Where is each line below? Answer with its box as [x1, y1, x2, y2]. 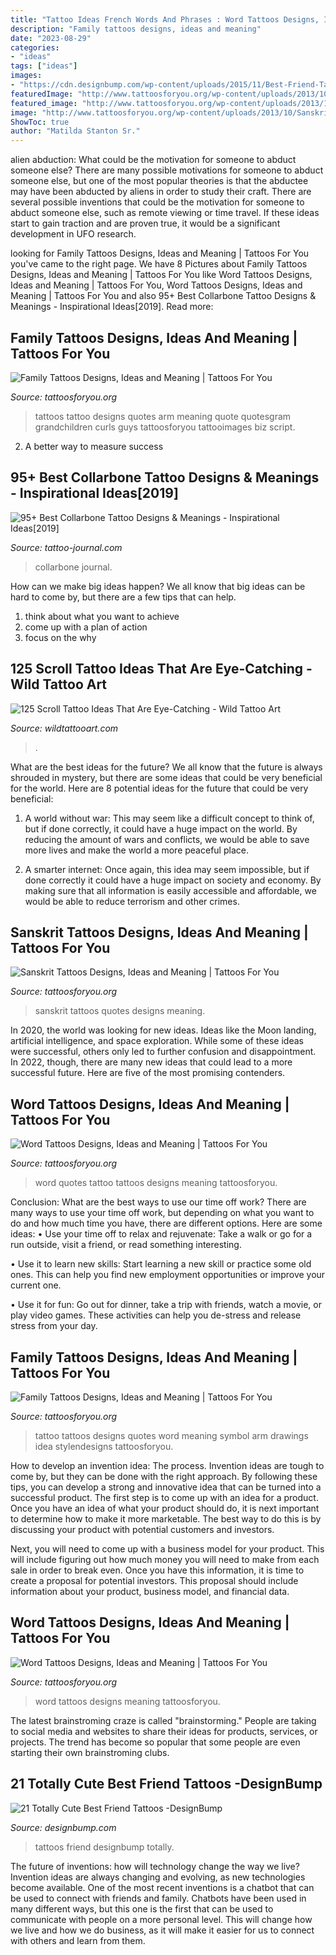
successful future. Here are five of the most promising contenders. [10, 1067, 286, 1079]
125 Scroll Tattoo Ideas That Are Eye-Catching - [10, 661, 313, 678]
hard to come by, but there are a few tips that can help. [10, 591, 237, 603]
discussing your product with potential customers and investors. [10, 1524, 275, 1535]
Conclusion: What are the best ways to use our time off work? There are [10, 1196, 307, 1208]
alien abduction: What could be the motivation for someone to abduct [10, 154, 297, 166]
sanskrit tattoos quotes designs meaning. [34, 1005, 206, 1017]
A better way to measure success [24, 440, 164, 452]
